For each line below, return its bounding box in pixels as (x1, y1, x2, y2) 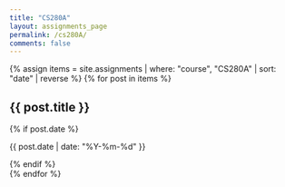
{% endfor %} (9, 169, 62, 180)
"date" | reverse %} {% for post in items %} (9, 74, 172, 84)
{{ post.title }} (9, 99, 91, 114)
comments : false (9, 38, 71, 48)
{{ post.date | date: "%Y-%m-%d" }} (9, 142, 146, 153)
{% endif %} (9, 159, 56, 170)
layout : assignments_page (9, 22, 107, 31)
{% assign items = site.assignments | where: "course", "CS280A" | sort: (9, 64, 277, 74)
